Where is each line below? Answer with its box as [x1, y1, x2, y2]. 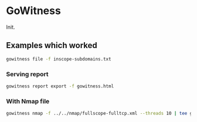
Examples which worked [6, 40, 98, 50]
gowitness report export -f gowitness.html [6, 83, 114, 89]
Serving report [6, 70, 49, 78]
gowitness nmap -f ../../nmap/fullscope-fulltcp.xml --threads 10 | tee [6, 110, 188, 117]
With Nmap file [6, 97, 50, 105]
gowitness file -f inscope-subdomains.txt [6, 56, 111, 62]
